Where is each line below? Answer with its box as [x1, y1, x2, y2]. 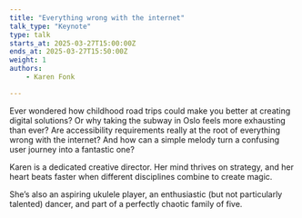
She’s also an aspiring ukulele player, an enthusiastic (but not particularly [9, 188, 283, 200]
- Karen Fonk [25, 73, 75, 82]
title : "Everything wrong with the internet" [9, 13, 185, 23]
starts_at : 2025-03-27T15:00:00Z [9, 38, 136, 48]
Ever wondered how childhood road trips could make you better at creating [9, 105, 291, 116]
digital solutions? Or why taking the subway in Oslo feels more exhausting [9, 114, 286, 125]
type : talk [9, 30, 51, 39]
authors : [9, 64, 43, 74]
